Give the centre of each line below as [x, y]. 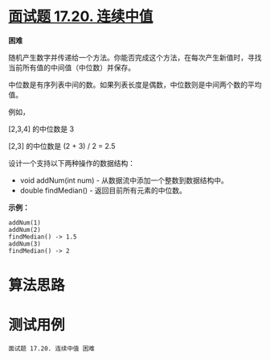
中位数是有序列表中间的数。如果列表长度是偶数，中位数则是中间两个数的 [128, 85]
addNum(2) [25, 230]
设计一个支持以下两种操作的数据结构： [72, 163]
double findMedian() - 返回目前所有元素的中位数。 [103, 190]
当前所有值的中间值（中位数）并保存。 [72, 67]
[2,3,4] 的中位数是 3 [41, 129]
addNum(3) [25, 244]
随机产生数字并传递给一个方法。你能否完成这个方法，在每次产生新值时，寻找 [135, 57]
